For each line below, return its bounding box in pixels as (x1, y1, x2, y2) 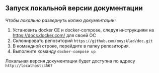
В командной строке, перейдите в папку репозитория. (12, 42, 130, 49)
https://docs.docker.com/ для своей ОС (12, 32, 97, 38)
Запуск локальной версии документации (5, 4, 143, 12)
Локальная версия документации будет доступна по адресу (5, 57, 135, 64)
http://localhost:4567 (5, 63, 53, 68)
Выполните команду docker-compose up (12, 48, 96, 54)
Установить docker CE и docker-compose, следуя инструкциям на (12, 27, 154, 33)
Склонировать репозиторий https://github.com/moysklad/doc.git (12, 37, 153, 43)
